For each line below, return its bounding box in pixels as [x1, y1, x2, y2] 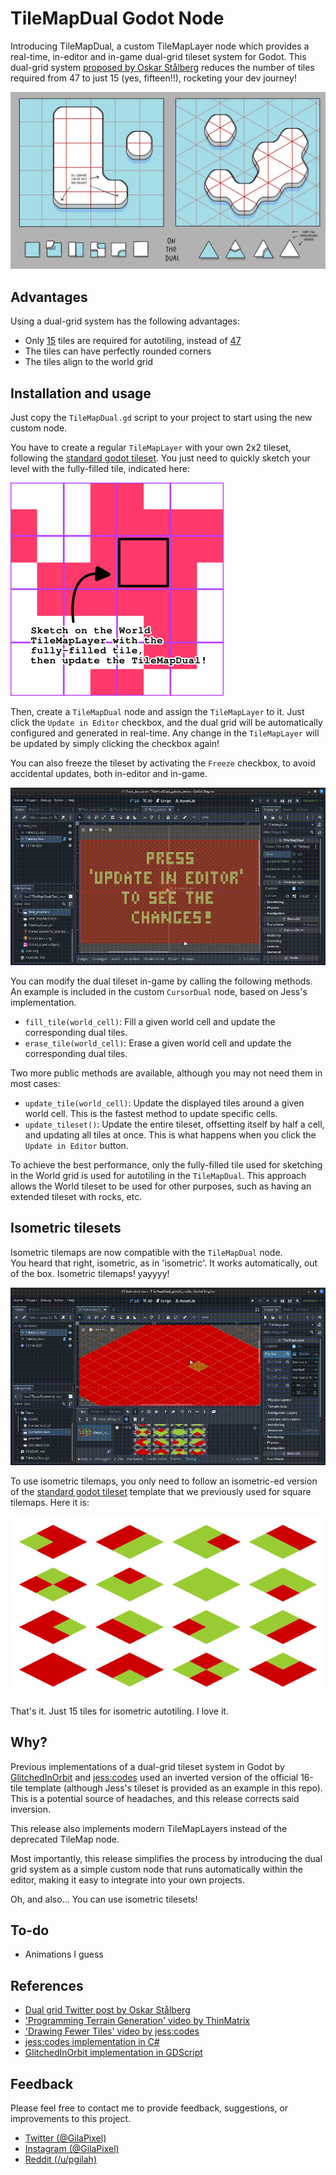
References [10, 1977, 84, 1994]
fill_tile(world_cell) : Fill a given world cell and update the [24, 1016, 276, 1027]
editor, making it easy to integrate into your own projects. [10, 1873, 246, 1886]
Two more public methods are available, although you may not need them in [10, 1067, 323, 1079]
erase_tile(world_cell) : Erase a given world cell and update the [24, 1037, 292, 1049]
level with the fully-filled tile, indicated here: [10, 463, 190, 475]
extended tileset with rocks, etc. [10, 1191, 143, 1202]
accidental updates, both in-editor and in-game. [10, 768, 208, 780]
